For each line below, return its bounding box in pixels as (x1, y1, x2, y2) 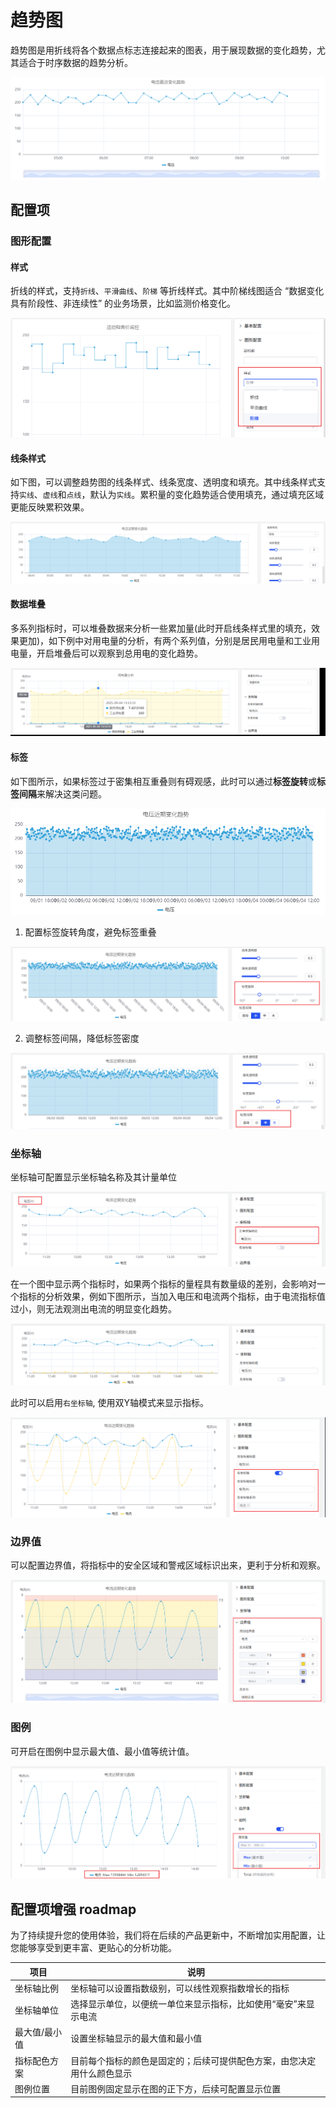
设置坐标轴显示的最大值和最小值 (70, 2032, 203, 2045)
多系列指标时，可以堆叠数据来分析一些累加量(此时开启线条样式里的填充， (10, 622, 312, 635)
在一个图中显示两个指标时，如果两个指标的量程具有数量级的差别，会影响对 (10, 1278, 317, 1290)
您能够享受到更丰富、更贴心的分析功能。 (10, 1942, 177, 1954)
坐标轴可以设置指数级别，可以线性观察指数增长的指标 (70, 1982, 290, 1994)
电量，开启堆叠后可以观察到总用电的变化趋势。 (10, 647, 203, 660)
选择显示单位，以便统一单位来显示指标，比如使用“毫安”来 (70, 1998, 307, 2010)
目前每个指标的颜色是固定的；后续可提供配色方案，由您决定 (70, 2054, 317, 2066)
